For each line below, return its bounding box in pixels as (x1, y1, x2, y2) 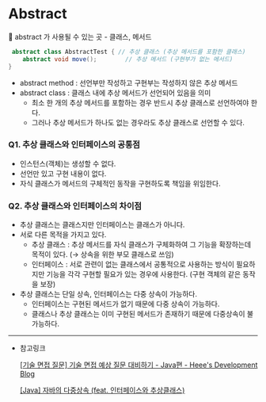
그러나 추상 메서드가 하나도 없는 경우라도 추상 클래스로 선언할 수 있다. (31, 117, 245, 127)
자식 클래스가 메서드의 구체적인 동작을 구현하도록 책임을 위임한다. (19, 178, 221, 188)
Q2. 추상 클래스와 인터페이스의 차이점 (8, 200, 142, 211)
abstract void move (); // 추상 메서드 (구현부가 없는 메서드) (22, 55, 234, 63)
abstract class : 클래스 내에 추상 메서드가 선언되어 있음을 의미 (19, 88, 211, 98)
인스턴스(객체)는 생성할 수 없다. (19, 159, 116, 168)
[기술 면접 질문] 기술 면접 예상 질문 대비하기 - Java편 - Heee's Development (19, 360, 258, 369)
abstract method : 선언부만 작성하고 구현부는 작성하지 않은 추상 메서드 (19, 78, 238, 87)
